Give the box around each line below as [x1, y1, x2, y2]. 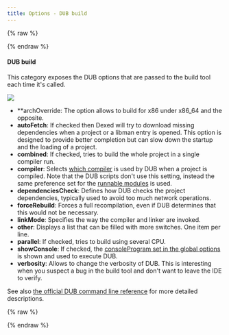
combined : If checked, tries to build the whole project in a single [16, 150, 200, 158]
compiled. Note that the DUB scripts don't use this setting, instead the [16, 172, 215, 180]
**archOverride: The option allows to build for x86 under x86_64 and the [16, 106, 223, 114]
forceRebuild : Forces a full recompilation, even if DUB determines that [16, 201, 216, 209]
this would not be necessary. [16, 208, 99, 216]
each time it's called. [7, 80, 66, 88]
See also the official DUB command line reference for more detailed [7, 287, 198, 295]
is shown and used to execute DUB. [16, 251, 118, 260]
